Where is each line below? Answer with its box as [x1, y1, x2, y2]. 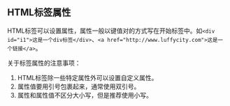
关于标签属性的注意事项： [7, 59, 81, 67]
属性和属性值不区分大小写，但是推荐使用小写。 [17, 91, 152, 99]
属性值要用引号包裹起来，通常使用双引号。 [17, 82, 141, 91]
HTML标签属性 [7, 6, 71, 19]
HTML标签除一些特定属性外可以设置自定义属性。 [17, 73, 158, 82]
